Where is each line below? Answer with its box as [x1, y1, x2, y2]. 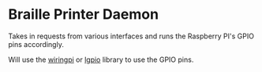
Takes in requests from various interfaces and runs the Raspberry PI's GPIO [8, 31, 255, 41]
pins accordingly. [8, 39, 65, 49]
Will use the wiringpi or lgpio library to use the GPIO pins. [8, 55, 194, 64]
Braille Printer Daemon [8, 5, 159, 23]
